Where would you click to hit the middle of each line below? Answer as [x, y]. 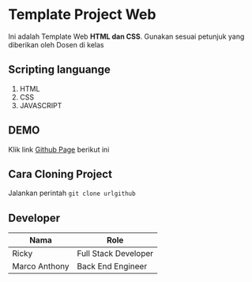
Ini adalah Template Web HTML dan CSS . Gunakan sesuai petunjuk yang [126, 36]
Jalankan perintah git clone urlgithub [72, 193]
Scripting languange [59, 70]
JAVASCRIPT [41, 105]
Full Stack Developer [115, 254]
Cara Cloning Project [60, 174]
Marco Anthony [41, 266]
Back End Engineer [112, 266]
